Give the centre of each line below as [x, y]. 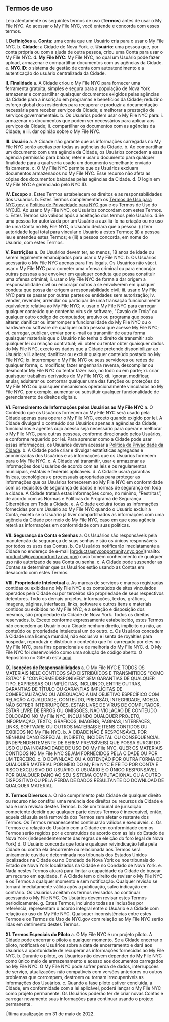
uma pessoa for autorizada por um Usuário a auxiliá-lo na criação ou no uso [84, 221]
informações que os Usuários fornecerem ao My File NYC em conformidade [84, 482]
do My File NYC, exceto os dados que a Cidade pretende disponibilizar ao [82, 349]
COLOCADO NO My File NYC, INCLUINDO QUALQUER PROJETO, [73, 716]
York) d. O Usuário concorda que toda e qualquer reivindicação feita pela [81, 843]
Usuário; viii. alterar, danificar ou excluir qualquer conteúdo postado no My [83, 354]
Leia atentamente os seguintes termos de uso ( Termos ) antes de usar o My [84, 20]
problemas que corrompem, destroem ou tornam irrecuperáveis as [74, 977]
